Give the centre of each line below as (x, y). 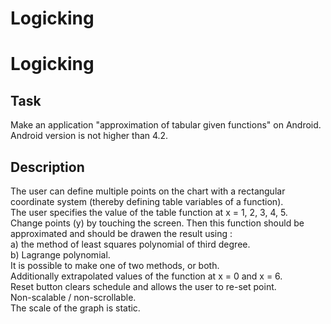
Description (47, 167)
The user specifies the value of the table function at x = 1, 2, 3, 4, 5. (149, 212)
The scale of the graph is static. (75, 308)
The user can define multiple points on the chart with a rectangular (148, 191)
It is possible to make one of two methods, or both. (115, 265)
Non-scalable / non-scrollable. (73, 297)
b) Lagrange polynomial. (60, 255)
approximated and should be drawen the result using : (121, 233)
